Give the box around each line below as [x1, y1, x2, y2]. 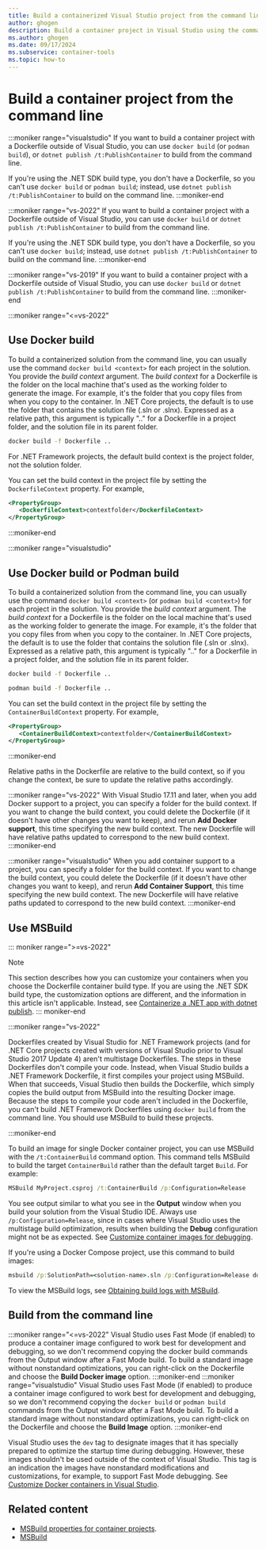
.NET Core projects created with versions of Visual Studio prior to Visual [8, 1046, 244, 1056]
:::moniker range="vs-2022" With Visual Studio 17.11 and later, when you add [8, 790, 257, 800]
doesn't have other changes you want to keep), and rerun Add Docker [8, 816, 237, 825]
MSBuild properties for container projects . [19, 1524, 157, 1533]
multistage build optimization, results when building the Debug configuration [8, 1224, 258, 1233]
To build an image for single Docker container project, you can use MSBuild [8, 1144, 255, 1153]
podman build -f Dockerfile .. [8, 684, 112, 692]
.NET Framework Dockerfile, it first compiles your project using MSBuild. [8, 1071, 245, 1081]
